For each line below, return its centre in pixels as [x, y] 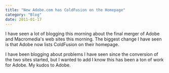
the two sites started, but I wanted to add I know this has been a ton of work [85, 60]
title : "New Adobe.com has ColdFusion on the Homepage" [65, 10]
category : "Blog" [24, 15]
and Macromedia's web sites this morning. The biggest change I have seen [83, 39]
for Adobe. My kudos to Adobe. [38, 65]
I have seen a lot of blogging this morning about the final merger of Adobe [82, 34]
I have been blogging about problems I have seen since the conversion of [82, 54]
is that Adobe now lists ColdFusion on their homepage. [62, 45]
